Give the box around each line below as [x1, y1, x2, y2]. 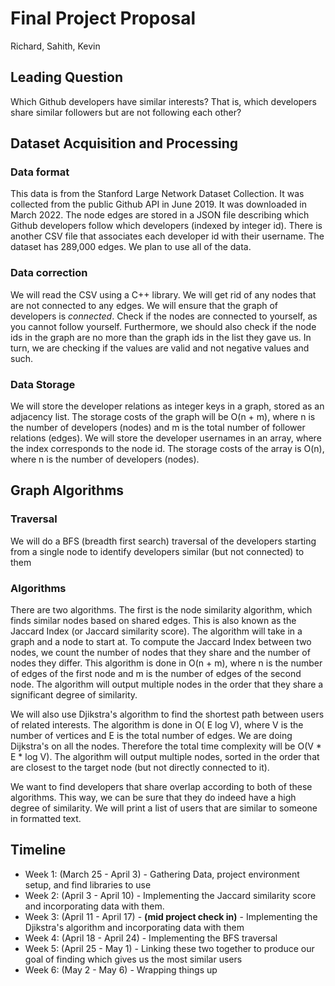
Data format [10, 165, 70, 179]
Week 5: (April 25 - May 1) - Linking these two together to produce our [24, 942, 315, 954]
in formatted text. [10, 813, 82, 825]
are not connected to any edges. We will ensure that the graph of [10, 299, 279, 311]
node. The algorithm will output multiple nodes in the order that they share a [10, 678, 324, 691]
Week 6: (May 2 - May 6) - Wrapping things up [24, 963, 218, 976]
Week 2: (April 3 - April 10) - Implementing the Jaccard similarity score [24, 889, 317, 901]
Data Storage [10, 377, 76, 391]
